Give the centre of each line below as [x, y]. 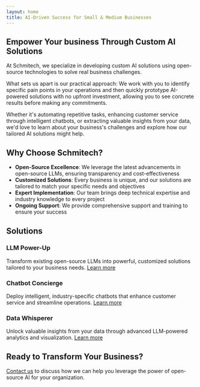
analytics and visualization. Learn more [55, 338]
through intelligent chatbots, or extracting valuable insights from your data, [99, 121]
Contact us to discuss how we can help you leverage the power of [88, 371]
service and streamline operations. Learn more [64, 303]
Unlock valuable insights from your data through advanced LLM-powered [97, 331]
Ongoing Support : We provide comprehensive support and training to [101, 206]
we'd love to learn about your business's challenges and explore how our [97, 128]
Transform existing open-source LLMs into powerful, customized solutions [98, 261]
